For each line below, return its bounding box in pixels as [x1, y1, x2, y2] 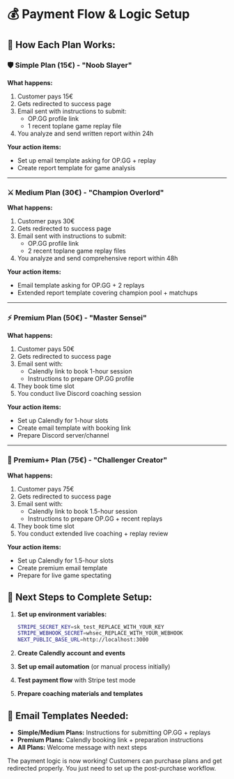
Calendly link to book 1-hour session [27, 367, 132, 376]
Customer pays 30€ [17, 217, 75, 225]
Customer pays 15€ [17, 92, 74, 101]
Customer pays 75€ [17, 484, 75, 493]
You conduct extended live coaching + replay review [17, 529, 169, 537]
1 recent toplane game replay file [27, 121, 122, 130]
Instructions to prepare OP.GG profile [27, 375, 134, 383]
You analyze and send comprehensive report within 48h [17, 254, 178, 262]
